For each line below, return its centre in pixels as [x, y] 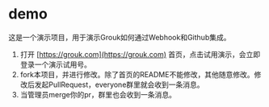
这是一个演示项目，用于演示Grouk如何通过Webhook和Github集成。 [120, 37]
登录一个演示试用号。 [55, 64]
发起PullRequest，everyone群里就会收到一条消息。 [119, 84]
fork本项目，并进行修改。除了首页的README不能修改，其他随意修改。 [137, 74]
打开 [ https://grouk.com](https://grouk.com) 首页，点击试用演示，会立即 [140, 54]
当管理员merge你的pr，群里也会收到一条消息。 [98, 94]
